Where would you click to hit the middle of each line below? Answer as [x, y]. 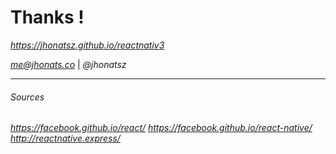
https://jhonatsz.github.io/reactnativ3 [87, 45]
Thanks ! [47, 17]
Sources [27, 97]
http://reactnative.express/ [65, 138]
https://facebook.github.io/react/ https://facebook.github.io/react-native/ [161, 128]
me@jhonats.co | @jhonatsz [68, 64]
